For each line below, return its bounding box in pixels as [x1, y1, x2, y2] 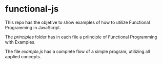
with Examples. [5, 39, 36, 45]
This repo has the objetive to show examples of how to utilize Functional [5, 19, 150, 25]
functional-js [5, 3, 59, 15]
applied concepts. [5, 53, 41, 59]
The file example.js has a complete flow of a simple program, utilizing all [5, 48, 150, 54]
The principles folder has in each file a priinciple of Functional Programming [5, 34, 158, 40]
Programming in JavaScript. [5, 24, 61, 30]
